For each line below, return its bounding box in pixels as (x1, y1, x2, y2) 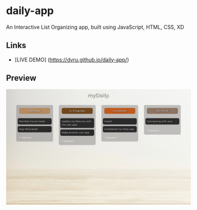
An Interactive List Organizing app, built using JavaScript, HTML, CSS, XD (6, 23, 185, 31)
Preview (6, 73, 37, 83)
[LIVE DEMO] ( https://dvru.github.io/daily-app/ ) (14, 56, 129, 63)
